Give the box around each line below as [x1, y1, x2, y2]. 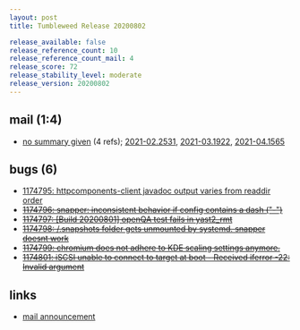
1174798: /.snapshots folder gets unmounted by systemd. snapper [21, 224, 266, 234]
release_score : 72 [9, 63, 78, 72]
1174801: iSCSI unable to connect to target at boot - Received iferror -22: [21, 252, 291, 263]
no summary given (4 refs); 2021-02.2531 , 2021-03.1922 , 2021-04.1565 [21, 136, 285, 147]
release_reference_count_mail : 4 [9, 55, 134, 63]
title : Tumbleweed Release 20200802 [9, 21, 146, 30]
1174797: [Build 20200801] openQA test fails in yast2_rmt [21, 214, 233, 224]
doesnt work [21, 233, 69, 244]
